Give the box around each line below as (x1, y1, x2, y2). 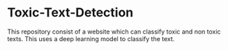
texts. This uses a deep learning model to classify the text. (7, 34, 175, 42)
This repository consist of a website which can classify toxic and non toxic (7, 27, 221, 36)
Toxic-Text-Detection (7, 5, 134, 21)
